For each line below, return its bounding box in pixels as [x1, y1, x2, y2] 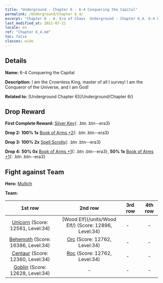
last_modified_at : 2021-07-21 [5, 20, 66, 26]
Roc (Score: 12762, [66, 250, 112, 257]
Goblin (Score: [14, 264, 47, 271]
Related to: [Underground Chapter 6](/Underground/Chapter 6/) [5, 93, 133, 100]
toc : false [5, 34, 27, 39]
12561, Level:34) [10, 225, 50, 232]
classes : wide [5, 39, 34, 44]
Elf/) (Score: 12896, [66, 222, 113, 229]
